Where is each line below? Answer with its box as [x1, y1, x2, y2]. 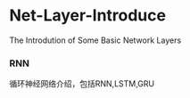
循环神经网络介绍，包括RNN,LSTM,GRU [9, 78, 154, 89]
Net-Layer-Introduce [9, 5, 167, 26]
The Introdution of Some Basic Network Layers [9, 35, 182, 45]
